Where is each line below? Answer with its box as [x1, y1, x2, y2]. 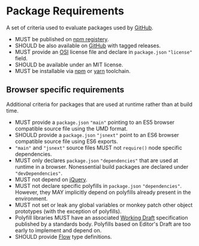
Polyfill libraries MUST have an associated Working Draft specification [14, 214, 188, 221]
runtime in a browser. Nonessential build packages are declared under [14, 163, 189, 170]
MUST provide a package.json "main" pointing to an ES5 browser [14, 119, 175, 126]
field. [14, 54, 28, 62]
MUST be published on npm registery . [14, 35, 109, 42]
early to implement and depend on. [14, 226, 102, 234]
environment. [14, 195, 48, 202]
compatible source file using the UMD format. [14, 124, 128, 132]
